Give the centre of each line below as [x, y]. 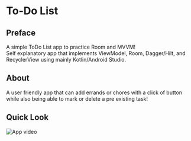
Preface [21, 33]
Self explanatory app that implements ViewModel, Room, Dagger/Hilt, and [96, 53]
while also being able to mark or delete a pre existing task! [77, 98]
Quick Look [27, 118]
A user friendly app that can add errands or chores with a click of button [94, 92]
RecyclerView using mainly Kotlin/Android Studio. [66, 60]
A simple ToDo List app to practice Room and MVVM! [71, 47]
